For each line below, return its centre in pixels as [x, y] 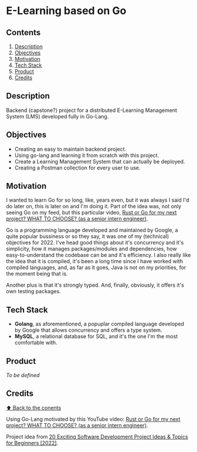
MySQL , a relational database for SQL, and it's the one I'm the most [96, 337]
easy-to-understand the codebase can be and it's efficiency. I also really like [98, 255]
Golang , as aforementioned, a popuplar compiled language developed [99, 324]
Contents [23, 33]
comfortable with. [36, 343]
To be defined [23, 375]
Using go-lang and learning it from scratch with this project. [87, 155]
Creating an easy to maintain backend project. [70, 149]
